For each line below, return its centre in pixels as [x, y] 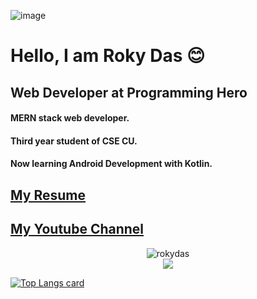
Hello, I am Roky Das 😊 [108, 56]
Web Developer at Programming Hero [129, 92]
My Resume [48, 195]
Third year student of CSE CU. [74, 141]
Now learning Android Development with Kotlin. [111, 164]
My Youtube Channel [77, 229]
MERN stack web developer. [70, 118]
